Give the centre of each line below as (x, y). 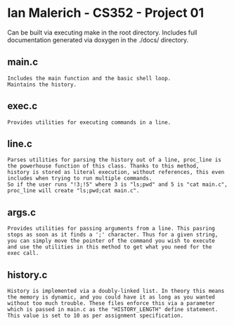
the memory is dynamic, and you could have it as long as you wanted (111, 297)
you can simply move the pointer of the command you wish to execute (111, 241)
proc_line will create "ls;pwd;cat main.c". (73, 191)
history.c (27, 275)
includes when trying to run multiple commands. (80, 178)
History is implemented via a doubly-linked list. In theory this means (116, 291)
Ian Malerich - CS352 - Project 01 (106, 13)
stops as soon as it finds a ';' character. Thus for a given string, (113, 235)
